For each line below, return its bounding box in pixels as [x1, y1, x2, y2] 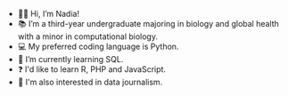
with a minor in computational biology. [17, 31, 159, 42]
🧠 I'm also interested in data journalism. [17, 76, 163, 87]
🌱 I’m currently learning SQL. [17, 54, 124, 64]
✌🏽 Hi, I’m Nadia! [17, 9, 80, 19]
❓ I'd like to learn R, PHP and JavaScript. [17, 64, 167, 75]
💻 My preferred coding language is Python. [17, 41, 179, 52]
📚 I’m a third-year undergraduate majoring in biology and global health [17, 19, 279, 28]
